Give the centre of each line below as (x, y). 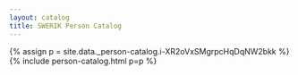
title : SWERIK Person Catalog (66, 26)
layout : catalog (39, 17)
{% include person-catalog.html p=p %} (83, 61)
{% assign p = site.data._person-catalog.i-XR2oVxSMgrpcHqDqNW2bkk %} (149, 51)
